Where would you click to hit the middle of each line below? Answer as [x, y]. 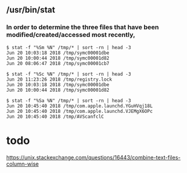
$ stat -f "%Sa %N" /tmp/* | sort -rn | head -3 [69, 100]
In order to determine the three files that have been [83, 27]
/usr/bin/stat [31, 10]
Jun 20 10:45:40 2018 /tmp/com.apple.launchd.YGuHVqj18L [80, 106]
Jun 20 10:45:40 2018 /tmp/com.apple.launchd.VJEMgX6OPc [80, 111]
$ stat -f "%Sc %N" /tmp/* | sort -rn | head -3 [69, 74]
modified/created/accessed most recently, [71, 35]
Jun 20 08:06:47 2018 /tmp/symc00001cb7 [58, 63]
